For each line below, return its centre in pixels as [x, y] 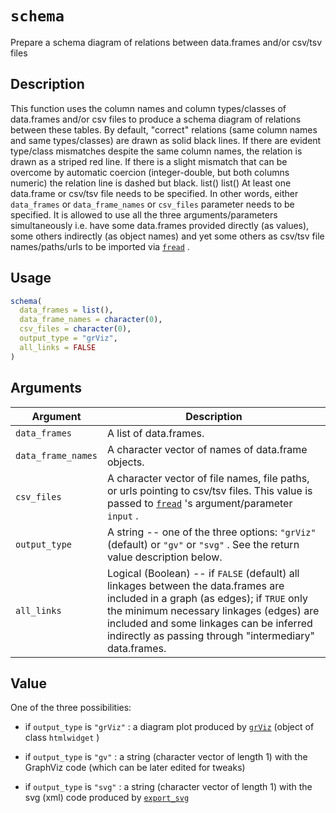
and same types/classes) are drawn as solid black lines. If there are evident [166, 140]
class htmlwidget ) [62, 738]
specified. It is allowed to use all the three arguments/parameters [144, 214]
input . [122, 515]
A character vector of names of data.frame [207, 449]
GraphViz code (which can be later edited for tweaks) [135, 768]
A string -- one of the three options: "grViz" [211, 532]
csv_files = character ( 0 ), [75, 329]
